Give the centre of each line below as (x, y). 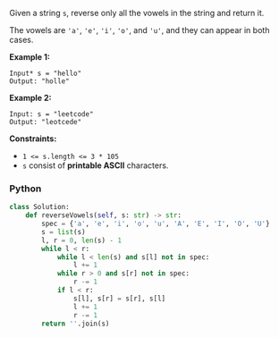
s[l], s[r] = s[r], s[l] (119, 299)
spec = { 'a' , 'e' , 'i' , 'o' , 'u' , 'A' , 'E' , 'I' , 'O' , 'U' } (156, 224)
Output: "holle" (39, 81)
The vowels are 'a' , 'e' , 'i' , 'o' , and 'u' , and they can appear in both (139, 30)
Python (25, 189)
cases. (21, 40)
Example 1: (30, 57)
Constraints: (33, 139)
